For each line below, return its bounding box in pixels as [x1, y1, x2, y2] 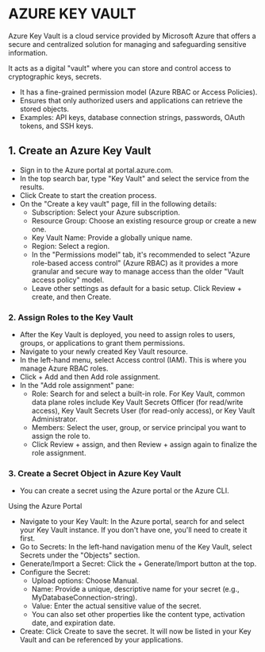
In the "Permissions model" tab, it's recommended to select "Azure [31, 250, 251, 259]
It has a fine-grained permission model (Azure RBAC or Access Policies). [19, 87, 258, 96]
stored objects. [19, 104, 70, 114]
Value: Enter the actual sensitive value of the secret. [31, 601, 202, 611]
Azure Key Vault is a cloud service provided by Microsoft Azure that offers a [8, 31, 256, 41]
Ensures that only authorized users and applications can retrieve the [19, 95, 244, 105]
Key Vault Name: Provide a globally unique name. [31, 232, 193, 243]
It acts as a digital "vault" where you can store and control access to [8, 63, 232, 72]
